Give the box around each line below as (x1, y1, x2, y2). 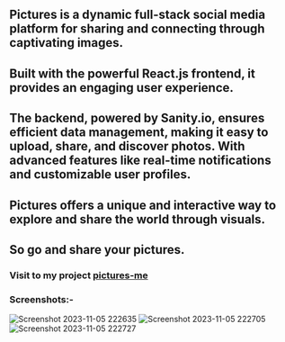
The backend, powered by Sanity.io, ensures (9, 111, 265, 126)
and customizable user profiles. (9, 166, 191, 183)
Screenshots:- (9, 292, 74, 305)
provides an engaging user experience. (9, 80, 234, 95)
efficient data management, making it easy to (9, 125, 269, 140)
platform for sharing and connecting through (9, 22, 265, 37)
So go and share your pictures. (9, 242, 185, 257)
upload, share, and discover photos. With (9, 139, 245, 154)
